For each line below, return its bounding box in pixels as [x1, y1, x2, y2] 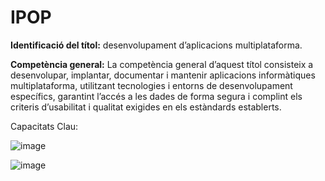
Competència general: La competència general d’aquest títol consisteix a [10, 58, 314, 70]
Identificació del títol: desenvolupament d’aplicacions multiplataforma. [10, 39, 303, 51]
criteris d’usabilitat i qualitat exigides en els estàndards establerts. [10, 101, 282, 113]
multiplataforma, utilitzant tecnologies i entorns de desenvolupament [10, 79, 293, 91]
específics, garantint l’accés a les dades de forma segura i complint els [10, 90, 303, 102]
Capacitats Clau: [10, 120, 79, 132]
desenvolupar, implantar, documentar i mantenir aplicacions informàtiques [10, 69, 316, 81]
